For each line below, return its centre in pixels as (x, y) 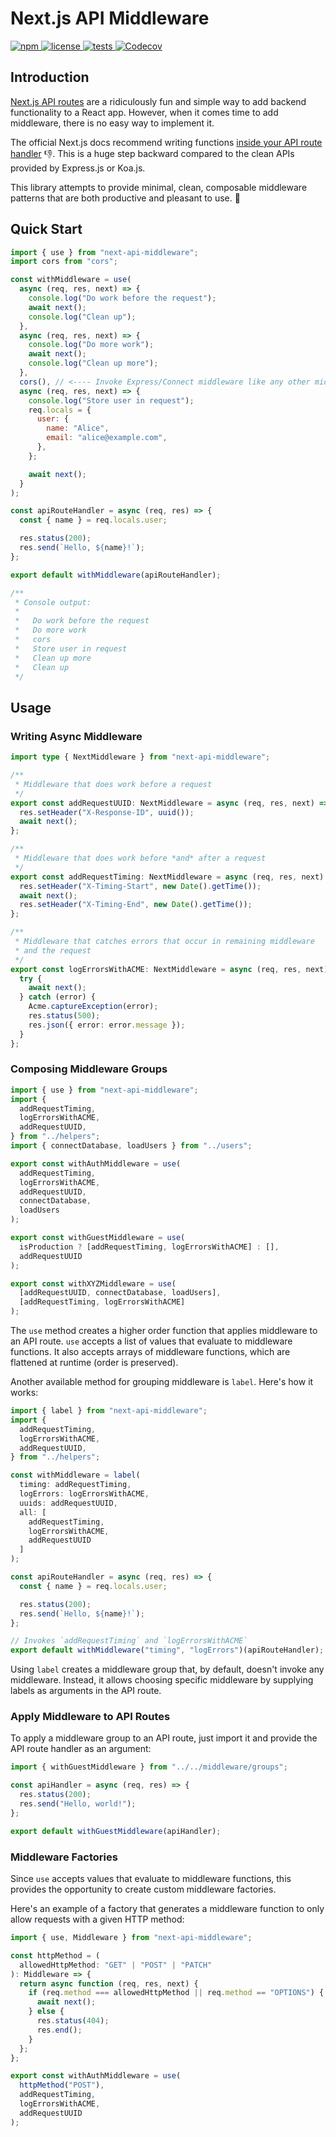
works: (24, 1393)
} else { (46, 2012)
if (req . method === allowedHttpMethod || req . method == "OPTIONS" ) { (176, 1993)
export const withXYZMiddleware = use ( (93, 1283)
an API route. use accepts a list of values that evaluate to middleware (151, 1341)
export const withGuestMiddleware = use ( (98, 1238)
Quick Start (46, 229)
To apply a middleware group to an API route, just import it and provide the (164, 1738)
